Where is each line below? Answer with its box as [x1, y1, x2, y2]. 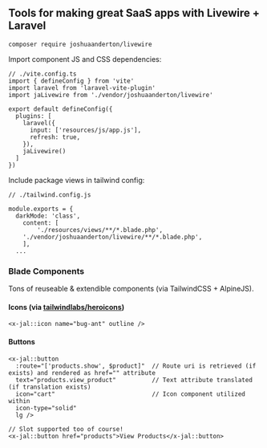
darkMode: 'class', [15, 212, 81, 220]
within [8, 397, 30, 405]
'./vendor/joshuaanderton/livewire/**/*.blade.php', [22, 233, 203, 241]
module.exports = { [8, 205, 74, 213]
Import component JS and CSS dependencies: [8, 54, 162, 63]
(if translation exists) [8, 383, 91, 391]
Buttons [8, 336, 36, 346]
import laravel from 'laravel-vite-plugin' [8, 83, 156, 92]
